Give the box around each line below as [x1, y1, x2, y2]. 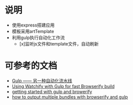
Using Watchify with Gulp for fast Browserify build [11, 83, 115, 89]
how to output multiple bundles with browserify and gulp [11, 93, 128, 100]
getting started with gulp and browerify [11, 88, 93, 94]
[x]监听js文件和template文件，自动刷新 [19, 40, 99, 46]
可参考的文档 [4, 60, 58, 71]
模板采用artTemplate [11, 28, 54, 34]
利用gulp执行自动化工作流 [11, 34, 65, 40]
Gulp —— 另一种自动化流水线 [11, 77, 73, 83]
